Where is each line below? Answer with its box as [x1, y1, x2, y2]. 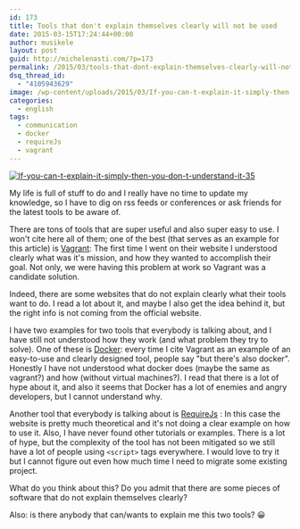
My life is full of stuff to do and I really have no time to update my [9, 187, 248, 198]
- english [17, 104, 54, 113]
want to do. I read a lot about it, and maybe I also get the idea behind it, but [9, 298, 286, 309]
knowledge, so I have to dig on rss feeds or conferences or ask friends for [9, 197, 282, 208]
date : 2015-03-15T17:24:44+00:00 [9, 29, 134, 38]
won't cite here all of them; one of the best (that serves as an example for [9, 233, 279, 244]
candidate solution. [9, 271, 80, 282]
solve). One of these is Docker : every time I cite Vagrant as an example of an [9, 343, 291, 354]
